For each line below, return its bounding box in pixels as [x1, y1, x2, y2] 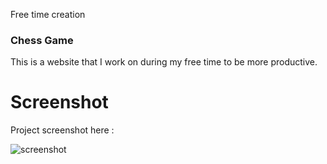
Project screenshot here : [10, 124, 115, 136]
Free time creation [10, 9, 86, 20]
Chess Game [10, 33, 74, 47]
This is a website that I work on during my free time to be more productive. [10, 56, 318, 68]
